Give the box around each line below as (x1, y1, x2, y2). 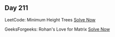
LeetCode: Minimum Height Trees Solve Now (4, 17, 96, 22)
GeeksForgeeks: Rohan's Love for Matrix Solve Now (4, 26, 110, 32)
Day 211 (4, 4, 28, 12)
